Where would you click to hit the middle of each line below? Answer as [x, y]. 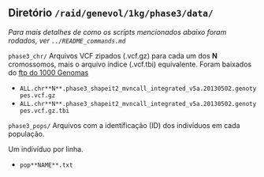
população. [26, 134]
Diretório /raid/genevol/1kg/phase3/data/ [111, 13]
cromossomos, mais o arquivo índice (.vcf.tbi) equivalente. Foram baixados [130, 64]
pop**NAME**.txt [46, 165]
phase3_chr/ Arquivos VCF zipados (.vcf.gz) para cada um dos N [113, 55]
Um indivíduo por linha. [46, 149]
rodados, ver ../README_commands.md [67, 40]
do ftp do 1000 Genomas [48, 72]
